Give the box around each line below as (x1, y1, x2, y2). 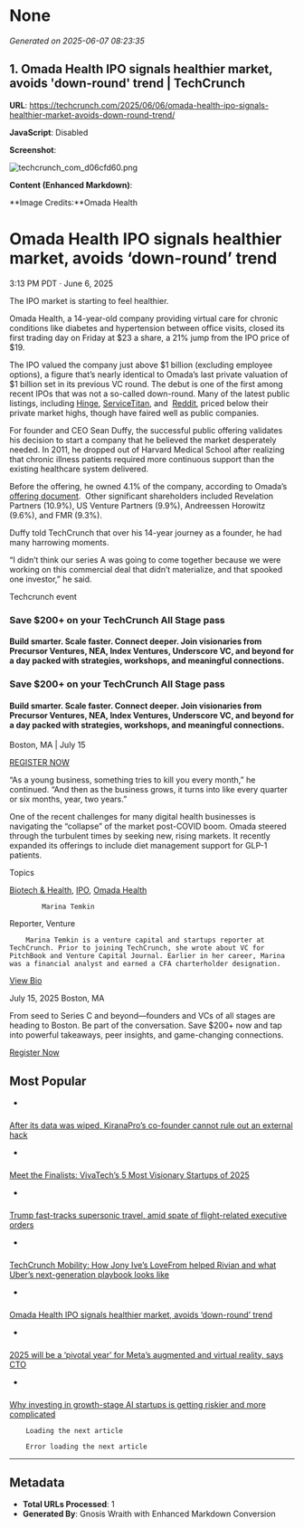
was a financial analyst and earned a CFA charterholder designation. (9, 960, 281, 969)
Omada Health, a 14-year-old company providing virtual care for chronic (9, 313, 279, 324)
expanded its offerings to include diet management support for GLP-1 (9, 840, 268, 851)
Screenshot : (9, 144, 57, 155)
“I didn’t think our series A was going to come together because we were (9, 554, 281, 565)
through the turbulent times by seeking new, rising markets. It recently (9, 830, 271, 841)
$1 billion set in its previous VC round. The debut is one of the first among (9, 378, 283, 389)
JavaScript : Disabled (9, 127, 89, 138)
